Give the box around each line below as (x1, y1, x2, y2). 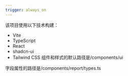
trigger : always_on (5, 7, 47, 13)
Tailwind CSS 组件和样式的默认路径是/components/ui (12, 54, 123, 60)
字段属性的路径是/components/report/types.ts (5, 65, 101, 71)
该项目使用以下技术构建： (5, 22, 59, 28)
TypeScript (12, 37, 36, 44)
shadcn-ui (12, 48, 34, 54)
